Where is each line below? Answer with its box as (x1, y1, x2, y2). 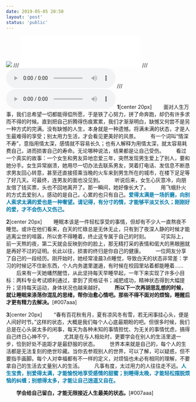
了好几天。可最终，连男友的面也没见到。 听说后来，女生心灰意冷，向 (6, 177, 181, 184)
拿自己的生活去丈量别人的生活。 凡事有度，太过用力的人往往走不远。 (6, 362, 181, 369)
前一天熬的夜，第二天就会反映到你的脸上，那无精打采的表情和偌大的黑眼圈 (6, 240, 185, 248)
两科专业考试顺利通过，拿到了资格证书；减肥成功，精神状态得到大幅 (16, 277, 180, 284)
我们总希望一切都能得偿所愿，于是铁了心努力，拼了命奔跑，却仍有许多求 (16, 111, 190, 118)
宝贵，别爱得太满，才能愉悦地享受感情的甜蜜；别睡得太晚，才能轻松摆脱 (10, 370, 185, 377)
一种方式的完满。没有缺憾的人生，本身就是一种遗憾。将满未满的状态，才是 (6, 125, 185, 132)
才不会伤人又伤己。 (21, 206, 68, 213)
